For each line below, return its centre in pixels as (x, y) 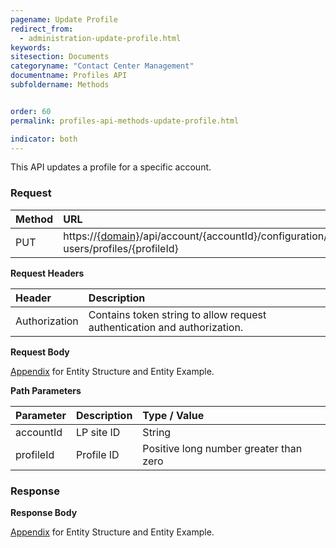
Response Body (44, 512)
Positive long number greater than (222, 448)
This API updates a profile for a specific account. (111, 167)
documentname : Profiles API (69, 76)
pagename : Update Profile (64, 19)
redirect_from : (42, 29)
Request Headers (47, 273)
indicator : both (44, 139)
